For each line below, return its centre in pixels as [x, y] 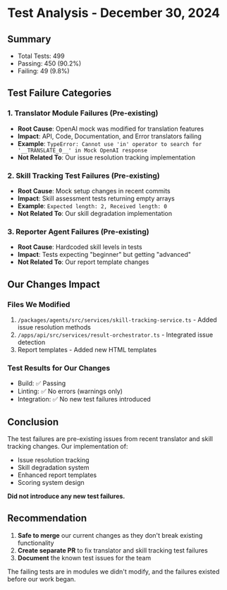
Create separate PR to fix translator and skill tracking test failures [112, 550]
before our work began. [42, 579]
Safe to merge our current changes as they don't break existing [110, 535]
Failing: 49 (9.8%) [43, 71]
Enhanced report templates [57, 475]
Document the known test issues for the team [84, 558]
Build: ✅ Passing [42, 383]
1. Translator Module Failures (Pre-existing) [83, 113]
